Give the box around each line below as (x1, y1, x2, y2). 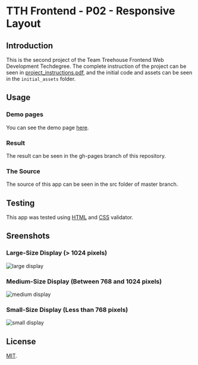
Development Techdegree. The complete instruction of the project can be (6, 63, 187, 70)
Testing (6, 198, 35, 208)
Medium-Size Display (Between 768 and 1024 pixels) (6, 277, 162, 285)
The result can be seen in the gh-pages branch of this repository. (6, 152, 166, 159)
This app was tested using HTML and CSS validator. (6, 214, 134, 221)
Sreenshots (6, 231, 50, 241)
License (6, 336, 36, 347)
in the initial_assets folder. (6, 76, 76, 82)
